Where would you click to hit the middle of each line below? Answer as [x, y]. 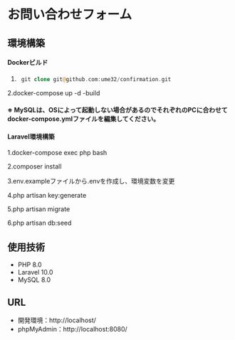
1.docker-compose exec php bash [57, 153]
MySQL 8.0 [34, 280]
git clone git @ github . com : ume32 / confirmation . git [96, 79]
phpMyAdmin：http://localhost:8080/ [73, 329]
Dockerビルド [28, 63]
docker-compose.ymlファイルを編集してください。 [84, 119]
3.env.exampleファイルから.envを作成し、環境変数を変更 [91, 181]
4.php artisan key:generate [47, 196]
